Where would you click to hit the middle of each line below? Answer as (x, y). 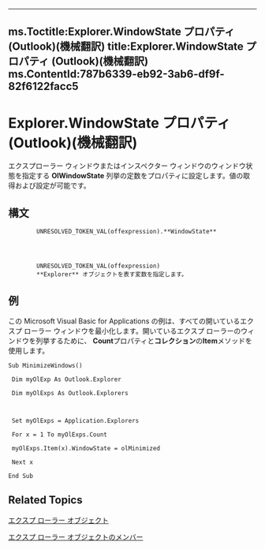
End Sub (21, 476)
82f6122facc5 (43, 86)
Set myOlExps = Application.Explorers (75, 420)
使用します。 (29, 350)
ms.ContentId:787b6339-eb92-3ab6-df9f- (116, 75)
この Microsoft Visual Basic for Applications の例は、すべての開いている (124, 321)
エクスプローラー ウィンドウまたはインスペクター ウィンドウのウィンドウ (127, 166)
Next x (22, 462)
